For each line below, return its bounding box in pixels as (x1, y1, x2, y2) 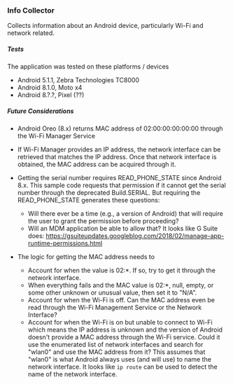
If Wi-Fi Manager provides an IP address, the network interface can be (17, 145, 221, 154)
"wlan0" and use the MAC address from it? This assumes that (27, 348, 206, 356)
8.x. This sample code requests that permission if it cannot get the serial (17, 181, 226, 190)
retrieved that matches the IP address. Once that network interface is (17, 153, 217, 161)
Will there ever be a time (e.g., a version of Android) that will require (27, 209, 224, 218)
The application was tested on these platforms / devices (7, 62, 169, 71)
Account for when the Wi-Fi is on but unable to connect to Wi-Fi (27, 318, 213, 327)
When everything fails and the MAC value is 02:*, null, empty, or (27, 281, 214, 290)
